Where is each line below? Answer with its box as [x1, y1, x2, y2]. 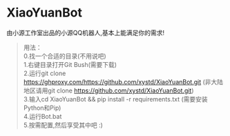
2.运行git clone [23, 69, 66, 77]
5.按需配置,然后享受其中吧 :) [23, 121, 103, 129]
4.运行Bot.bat [23, 112, 62, 120]
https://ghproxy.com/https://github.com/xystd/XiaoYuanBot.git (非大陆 [23, 77, 224, 86]
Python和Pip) [23, 104, 61, 112]
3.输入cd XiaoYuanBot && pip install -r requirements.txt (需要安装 [23, 95, 208, 103]
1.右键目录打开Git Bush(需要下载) [23, 60, 117, 68]
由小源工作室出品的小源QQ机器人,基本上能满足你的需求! [6, 28, 165, 37]
